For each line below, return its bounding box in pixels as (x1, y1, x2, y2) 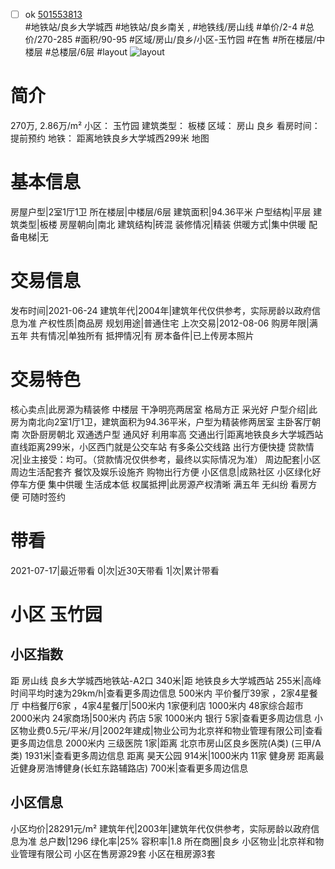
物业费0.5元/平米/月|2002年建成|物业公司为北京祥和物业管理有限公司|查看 (18, 724, 323, 736)
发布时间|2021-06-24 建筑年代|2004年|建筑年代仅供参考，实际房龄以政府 (10, 304, 313, 316)
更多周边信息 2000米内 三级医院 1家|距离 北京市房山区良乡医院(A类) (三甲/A (10, 737, 322, 749)
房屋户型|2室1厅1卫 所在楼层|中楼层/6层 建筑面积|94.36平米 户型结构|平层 (10, 205, 312, 218)
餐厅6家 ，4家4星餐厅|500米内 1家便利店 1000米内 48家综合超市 (38, 699, 304, 711)
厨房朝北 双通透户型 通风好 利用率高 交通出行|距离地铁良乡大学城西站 (38, 428, 324, 440)
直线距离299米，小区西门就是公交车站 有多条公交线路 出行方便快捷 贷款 (10, 440, 306, 453)
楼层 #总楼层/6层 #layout (24, 46, 128, 58)
